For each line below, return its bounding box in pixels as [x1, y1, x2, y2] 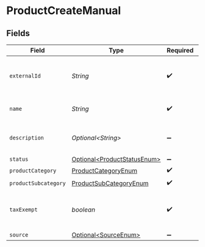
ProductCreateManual [6, 4, 121, 18]
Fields [6, 28, 31, 39]
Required [167, 46, 194, 54]
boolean [71, 205, 96, 214]
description [9, 135, 45, 141]
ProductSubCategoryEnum [71, 179, 149, 187]
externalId [9, 73, 41, 79]
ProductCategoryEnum [71, 166, 137, 175]
